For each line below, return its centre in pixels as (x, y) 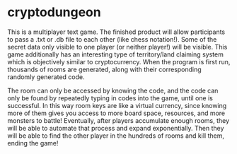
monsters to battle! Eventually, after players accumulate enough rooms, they (118, 120)
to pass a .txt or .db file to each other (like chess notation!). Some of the (112, 39)
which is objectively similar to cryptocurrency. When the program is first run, (119, 61)
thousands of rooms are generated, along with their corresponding (104, 69)
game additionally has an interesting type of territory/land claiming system (116, 54)
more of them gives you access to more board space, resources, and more (116, 113)
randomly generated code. (46, 77)
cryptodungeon (54, 12)
